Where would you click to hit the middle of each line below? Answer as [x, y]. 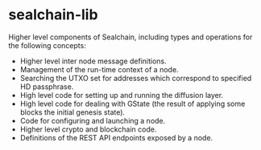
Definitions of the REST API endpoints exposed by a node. [116, 137]
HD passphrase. [47, 87]
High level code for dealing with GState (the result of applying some [133, 103]
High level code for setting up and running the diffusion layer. [122, 95]
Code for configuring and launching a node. [93, 120]
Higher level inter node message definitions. [93, 61]
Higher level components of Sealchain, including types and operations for [130, 37]
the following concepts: [47, 45]
